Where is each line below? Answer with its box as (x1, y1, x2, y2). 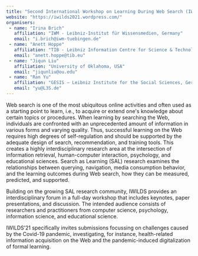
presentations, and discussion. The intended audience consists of (6, 200, 166, 207)
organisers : (6, 19, 35, 25)
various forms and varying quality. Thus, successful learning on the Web (6, 126, 183, 133)
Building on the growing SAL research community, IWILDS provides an (6, 188, 177, 195)
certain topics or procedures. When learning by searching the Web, (6, 114, 170, 121)
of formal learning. (6, 242, 51, 250)
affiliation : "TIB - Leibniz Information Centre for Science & (14, 47, 173, 53)
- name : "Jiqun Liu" (8, 58, 60, 64)
